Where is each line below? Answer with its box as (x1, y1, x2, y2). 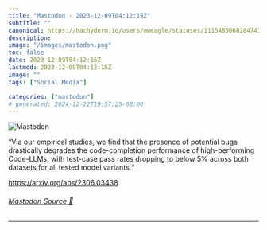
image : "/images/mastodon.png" (8, 41, 112, 49)
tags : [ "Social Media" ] (8, 78, 87, 86)
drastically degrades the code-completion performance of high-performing (8, 146, 255, 155)
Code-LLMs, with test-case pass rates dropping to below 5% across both (8, 154, 249, 164)
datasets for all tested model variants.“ (8, 162, 135, 172)
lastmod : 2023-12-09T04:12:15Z (8, 64, 112, 72)
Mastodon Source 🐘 (8, 196, 74, 205)
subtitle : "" (8, 19, 52, 27)
